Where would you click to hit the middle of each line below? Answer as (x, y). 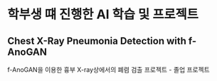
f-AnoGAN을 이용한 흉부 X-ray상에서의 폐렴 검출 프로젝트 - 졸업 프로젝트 (108, 70)
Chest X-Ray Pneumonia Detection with (97, 40)
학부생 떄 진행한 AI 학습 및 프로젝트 (103, 14)
